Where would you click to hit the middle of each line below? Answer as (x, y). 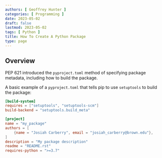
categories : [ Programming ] (35, 14)
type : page (16, 41)
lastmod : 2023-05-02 (26, 28)
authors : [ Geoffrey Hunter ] (36, 9)
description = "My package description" (47, 141)
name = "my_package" (26, 124)
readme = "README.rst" (28, 146)
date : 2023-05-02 (23, 18)
